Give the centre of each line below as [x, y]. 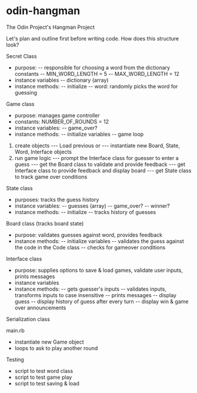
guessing [26, 92]
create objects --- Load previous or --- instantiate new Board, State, [97, 145]
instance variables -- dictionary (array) [61, 80]
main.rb [15, 330]
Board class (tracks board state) [45, 223]
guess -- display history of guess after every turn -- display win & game [101, 301]
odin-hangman [43, 11]
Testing [15, 359]
